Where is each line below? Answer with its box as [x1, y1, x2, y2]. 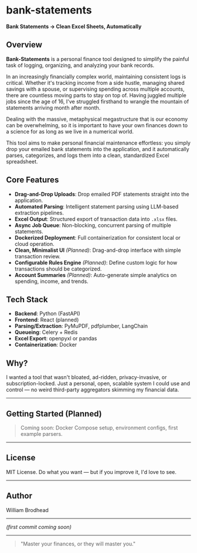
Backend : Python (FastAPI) [14, 310, 80, 317]
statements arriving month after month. [6, 104, 101, 111]
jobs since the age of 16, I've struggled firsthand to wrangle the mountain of [6, 98, 189, 105]
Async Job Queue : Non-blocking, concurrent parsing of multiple [14, 221, 171, 228]
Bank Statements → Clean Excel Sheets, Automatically [6, 23, 142, 30]
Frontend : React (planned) [14, 316, 79, 323]
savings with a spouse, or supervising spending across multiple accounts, [6, 86, 185, 93]
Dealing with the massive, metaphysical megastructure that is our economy [6, 115, 188, 122]
